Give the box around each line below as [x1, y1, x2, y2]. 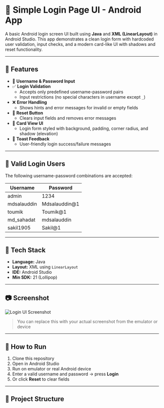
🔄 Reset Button [12, 110, 43, 116]
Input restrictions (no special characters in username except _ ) [19, 94, 145, 100]
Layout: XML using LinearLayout [12, 264, 78, 270]
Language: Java [12, 259, 45, 265]
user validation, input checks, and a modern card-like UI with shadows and [5, 41, 156, 47]
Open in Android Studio [12, 361, 60, 367]
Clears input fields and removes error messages [19, 115, 116, 121]
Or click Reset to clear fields [12, 376, 70, 382]
